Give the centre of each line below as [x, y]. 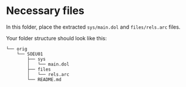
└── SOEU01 [30, 54]
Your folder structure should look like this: [57, 38]
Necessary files [45, 11]
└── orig [17, 49]
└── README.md [44, 79]
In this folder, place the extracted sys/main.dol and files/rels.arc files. [93, 27]
